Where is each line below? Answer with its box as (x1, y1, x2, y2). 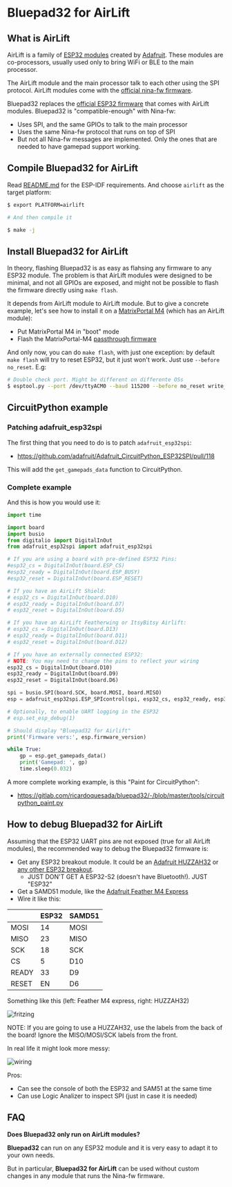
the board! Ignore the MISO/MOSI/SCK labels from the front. (7, 1031, 178, 1039)
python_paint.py (17, 798, 64, 807)
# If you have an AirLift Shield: (7, 587, 107, 594)
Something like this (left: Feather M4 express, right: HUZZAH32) (7, 996, 190, 1004)
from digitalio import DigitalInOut (7, 537, 113, 544)
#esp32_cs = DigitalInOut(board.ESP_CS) (7, 562, 126, 569)
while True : (7, 746, 41, 753)
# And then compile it (7, 214, 72, 221)
